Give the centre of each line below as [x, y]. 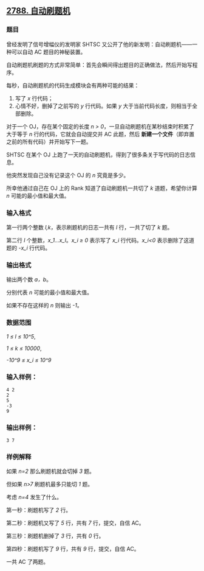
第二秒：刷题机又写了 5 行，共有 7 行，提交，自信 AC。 [75, 523]
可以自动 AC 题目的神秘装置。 [49, 52]
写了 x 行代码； [34, 98]
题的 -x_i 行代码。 [29, 248]
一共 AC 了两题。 [28, 562]
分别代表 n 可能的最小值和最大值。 [49, 293]
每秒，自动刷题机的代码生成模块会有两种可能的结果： [73, 85]
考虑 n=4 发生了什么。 [34, 497]
